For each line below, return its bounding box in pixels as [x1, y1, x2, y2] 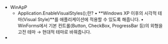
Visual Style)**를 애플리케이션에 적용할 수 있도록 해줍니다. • [23, 16, 144, 22]
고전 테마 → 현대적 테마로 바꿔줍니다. [17, 29, 92, 34]
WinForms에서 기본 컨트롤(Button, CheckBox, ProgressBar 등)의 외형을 [17, 22, 163, 28]
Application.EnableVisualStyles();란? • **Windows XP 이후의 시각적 [17, 10, 157, 16]
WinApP [10, 4, 27, 10]
